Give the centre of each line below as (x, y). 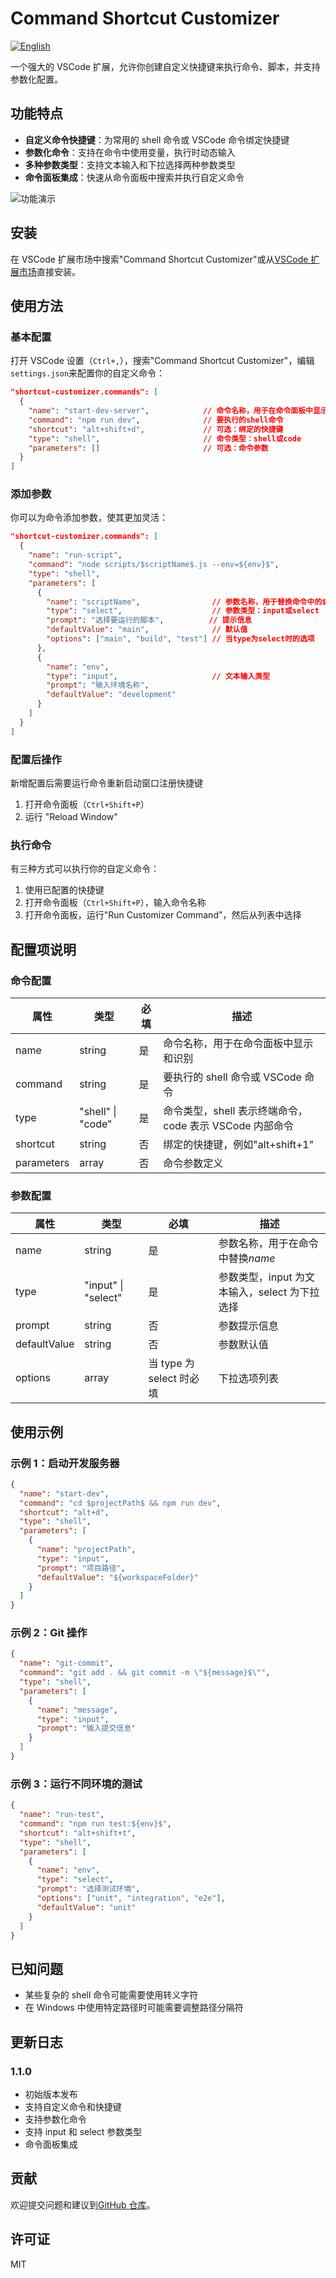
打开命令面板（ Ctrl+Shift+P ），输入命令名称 (115, 903)
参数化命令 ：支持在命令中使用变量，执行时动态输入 (130, 152)
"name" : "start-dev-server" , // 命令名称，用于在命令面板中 (170, 411)
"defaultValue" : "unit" (86, 1907)
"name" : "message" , (77, 1710)
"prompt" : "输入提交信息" (86, 1728)
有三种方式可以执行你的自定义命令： (85, 869)
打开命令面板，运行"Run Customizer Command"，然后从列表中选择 (163, 915)
